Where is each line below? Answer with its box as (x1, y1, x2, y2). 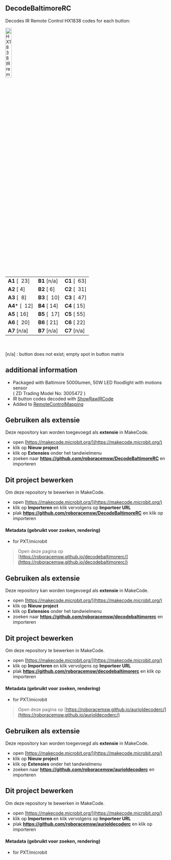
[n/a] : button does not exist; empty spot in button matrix (5, 351, 125, 357)
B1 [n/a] (38, 277, 58, 284)
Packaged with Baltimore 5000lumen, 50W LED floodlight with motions (12, 379, 162, 385)
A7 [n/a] (8, 327, 29, 334)
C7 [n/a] (64, 327, 85, 334)
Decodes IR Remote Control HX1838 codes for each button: (5, 17, 131, 23)
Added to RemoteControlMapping (12, 401, 84, 407)
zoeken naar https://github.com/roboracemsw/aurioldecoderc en (12, 767, 155, 773)
